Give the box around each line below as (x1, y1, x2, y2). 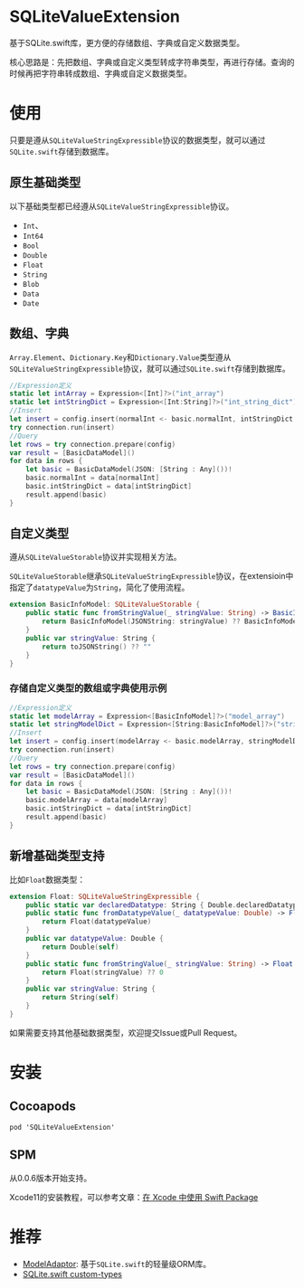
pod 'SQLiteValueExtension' (9, 1122, 116, 1132)
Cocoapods (9, 1099, 77, 1114)
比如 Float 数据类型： (9, 874, 86, 885)
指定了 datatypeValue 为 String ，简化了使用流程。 (9, 582, 190, 593)
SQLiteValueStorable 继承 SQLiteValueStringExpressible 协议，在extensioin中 (9, 571, 294, 582)
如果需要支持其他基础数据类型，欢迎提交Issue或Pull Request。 (9, 1027, 242, 1037)
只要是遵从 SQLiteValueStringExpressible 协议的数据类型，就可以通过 (9, 134, 266, 146)
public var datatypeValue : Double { (25, 934, 165, 943)
